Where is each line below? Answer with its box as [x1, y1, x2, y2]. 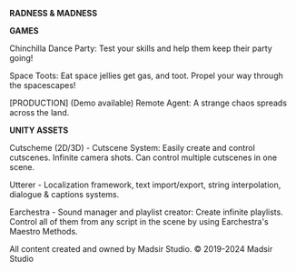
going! [9, 53, 34, 63]
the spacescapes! [9, 80, 76, 90]
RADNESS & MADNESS [9, 8, 98, 18]
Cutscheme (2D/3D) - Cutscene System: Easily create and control [9, 143, 256, 153]
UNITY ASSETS [9, 125, 69, 135]
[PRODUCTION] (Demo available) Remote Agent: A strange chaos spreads [9, 97, 288, 108]
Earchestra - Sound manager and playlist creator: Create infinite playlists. [9, 206, 283, 217]
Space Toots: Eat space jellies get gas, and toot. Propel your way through [9, 70, 284, 81]
